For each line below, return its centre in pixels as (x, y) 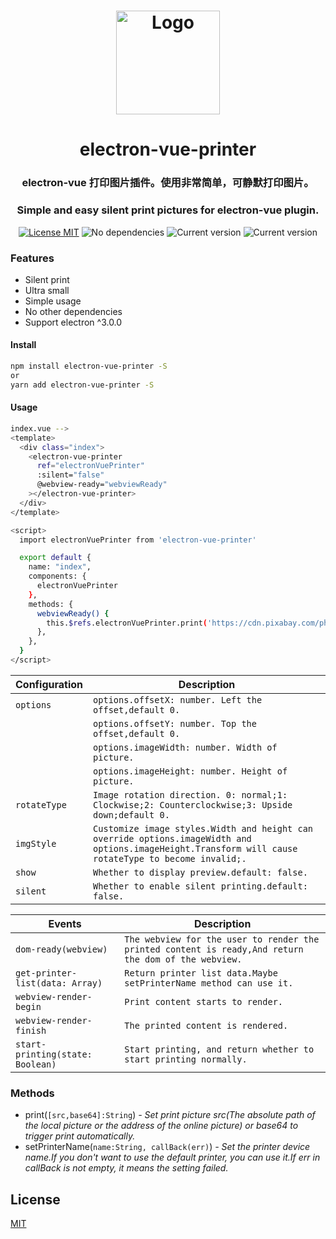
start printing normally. (186, 1059)
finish (31, 1030)
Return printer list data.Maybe (201, 973)
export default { (55, 558)
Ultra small (47, 290)
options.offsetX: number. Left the (178, 699)
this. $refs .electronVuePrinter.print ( (127, 623)
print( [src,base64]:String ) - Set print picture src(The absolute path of (170, 1115)
